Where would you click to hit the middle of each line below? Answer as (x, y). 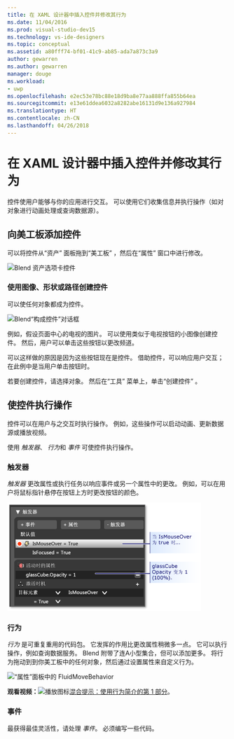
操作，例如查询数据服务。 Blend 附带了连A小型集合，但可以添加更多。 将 (112, 653)
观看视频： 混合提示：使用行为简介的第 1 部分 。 (90, 692)
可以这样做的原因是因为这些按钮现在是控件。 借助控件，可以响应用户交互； (116, 357)
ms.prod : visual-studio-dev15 (51, 29)
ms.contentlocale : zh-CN (43, 118)
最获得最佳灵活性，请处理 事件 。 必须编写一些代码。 (83, 728)
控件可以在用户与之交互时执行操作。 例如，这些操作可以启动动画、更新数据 (116, 423)
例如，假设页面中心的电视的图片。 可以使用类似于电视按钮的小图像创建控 (112, 333)
